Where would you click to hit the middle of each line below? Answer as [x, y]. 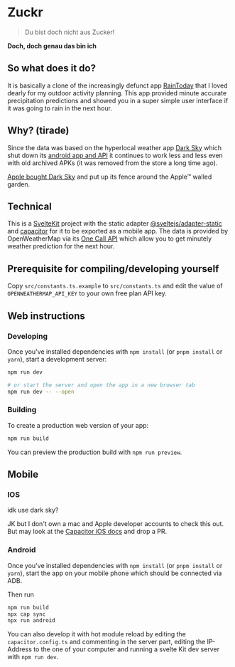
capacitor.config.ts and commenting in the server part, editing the [106, 642]
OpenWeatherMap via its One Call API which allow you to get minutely [110, 238]
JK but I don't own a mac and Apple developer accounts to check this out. [116, 524]
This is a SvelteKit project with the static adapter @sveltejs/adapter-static [115, 224]
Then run [21, 594]
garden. [19, 184]
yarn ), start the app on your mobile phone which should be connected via [115, 573]
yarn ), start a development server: [57, 359]
